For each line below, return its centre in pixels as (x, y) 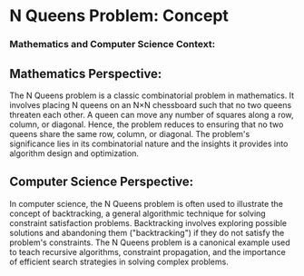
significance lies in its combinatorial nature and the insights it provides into (149, 143)
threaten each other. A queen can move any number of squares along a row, (152, 114)
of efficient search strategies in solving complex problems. (119, 261)
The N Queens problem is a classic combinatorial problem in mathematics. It (152, 95)
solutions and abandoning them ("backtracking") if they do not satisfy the (147, 232)
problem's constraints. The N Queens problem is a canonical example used (150, 242)
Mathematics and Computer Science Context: (113, 44)
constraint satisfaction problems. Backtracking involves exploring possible (148, 222)
